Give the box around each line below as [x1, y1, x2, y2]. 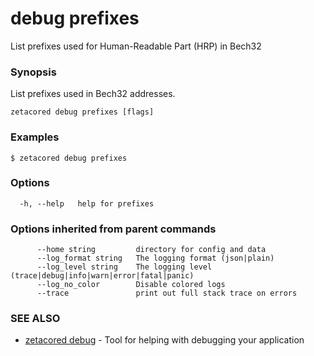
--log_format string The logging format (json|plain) [36, 253, 275, 264]
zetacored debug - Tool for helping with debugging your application [24, 334, 305, 346]
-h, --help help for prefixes [19, 198, 155, 209]
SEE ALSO [10, 312, 61, 326]
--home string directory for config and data [36, 245, 267, 255]
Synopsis [10, 65, 57, 79]
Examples [10, 130, 60, 144]
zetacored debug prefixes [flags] [10, 107, 155, 117]
